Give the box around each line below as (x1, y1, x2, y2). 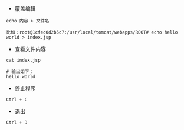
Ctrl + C (6, 96, 28, 102)
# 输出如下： (6, 69, 34, 75)
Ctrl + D (6, 119, 28, 125)
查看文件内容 (14, 46, 46, 52)
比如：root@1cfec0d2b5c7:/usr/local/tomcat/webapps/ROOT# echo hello (6, 29, 178, 35)
